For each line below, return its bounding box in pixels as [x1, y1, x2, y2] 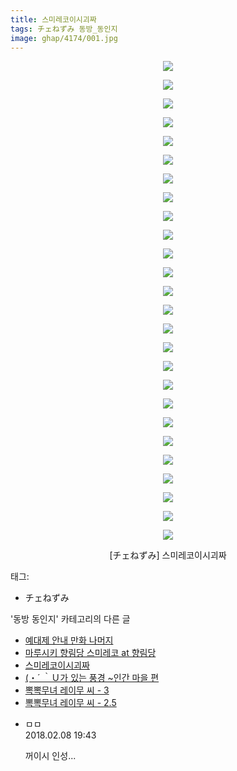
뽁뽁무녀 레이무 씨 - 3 [24, 684, 110, 696]
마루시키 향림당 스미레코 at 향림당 [24, 647, 157, 659]
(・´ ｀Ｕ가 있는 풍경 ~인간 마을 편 [24, 672, 160, 684]
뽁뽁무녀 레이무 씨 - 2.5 [24, 697, 117, 709]
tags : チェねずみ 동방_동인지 [10, 24, 118, 34]
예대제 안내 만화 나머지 [24, 634, 114, 646]
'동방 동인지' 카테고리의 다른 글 [10, 613, 131, 625]
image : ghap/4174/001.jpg [10, 33, 118, 43]
